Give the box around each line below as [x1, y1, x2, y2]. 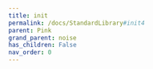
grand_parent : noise [8, 33, 78, 42]
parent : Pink [8, 26, 52, 34]
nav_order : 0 [8, 48, 52, 56]
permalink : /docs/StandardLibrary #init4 [8, 19, 146, 27]
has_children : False [8, 41, 78, 49]
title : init [8, 11, 48, 20]
